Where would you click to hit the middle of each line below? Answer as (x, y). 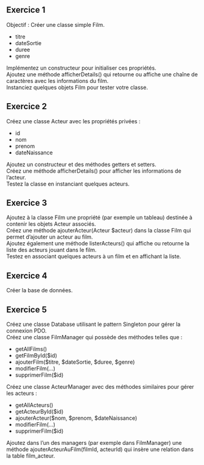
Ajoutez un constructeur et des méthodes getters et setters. (81, 164)
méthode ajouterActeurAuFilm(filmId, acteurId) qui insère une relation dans (100, 449)
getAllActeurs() (34, 405)
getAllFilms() (31, 349)
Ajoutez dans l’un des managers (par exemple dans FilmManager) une (94, 443)
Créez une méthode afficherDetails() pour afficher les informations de (94, 171)
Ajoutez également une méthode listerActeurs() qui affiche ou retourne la (98, 243)
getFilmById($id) (36, 356)
